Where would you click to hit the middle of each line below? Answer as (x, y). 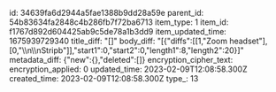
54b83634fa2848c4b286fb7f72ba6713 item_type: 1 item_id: (119, 22)
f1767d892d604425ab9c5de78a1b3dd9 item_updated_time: (118, 31)
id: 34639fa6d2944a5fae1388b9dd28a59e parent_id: (107, 13)
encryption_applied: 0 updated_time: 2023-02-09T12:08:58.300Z (128, 69)
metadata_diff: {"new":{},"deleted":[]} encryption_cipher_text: (121, 60)
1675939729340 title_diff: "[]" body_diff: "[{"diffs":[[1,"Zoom (119, 41)
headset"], (249, 41)
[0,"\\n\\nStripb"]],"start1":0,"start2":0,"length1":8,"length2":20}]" (127, 50)
